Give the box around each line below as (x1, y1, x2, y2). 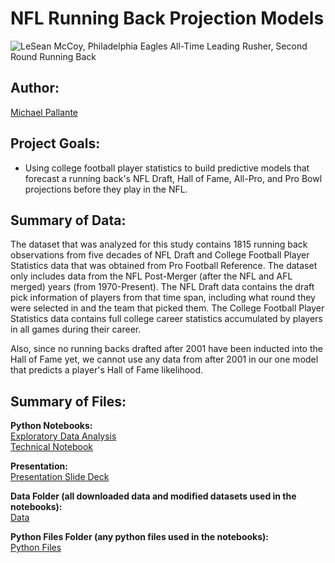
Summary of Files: (10, 393, 127, 410)
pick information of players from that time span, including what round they (10, 292, 316, 304)
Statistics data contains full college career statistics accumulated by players (10, 313, 323, 325)
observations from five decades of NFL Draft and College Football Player (10, 249, 310, 261)
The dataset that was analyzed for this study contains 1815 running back (10, 238, 308, 251)
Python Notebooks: (10, 420, 93, 432)
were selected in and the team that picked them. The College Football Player (10, 302, 325, 314)
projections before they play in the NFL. (24, 183, 188, 195)
